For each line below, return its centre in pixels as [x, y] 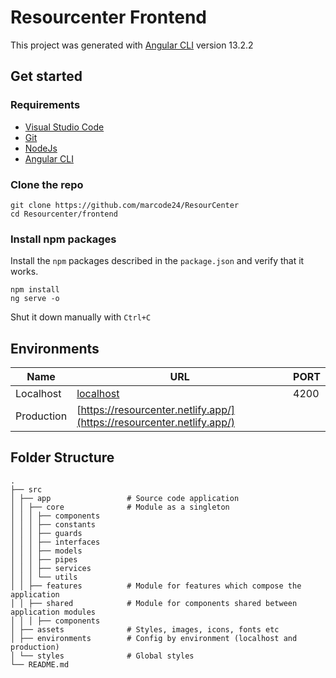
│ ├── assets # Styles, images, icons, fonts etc [145, 629]
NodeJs [41, 148]
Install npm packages [63, 239]
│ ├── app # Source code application [125, 498]
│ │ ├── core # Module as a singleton [120, 507]
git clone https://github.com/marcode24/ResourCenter [125, 205]
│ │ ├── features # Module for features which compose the [156, 586]
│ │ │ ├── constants [53, 524]
